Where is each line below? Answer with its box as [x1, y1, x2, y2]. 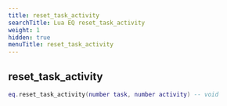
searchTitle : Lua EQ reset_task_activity [8, 19, 146, 27]
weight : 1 [8, 26, 41, 34]
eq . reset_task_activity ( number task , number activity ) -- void [8, 90, 219, 98]
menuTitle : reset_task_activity [8, 41, 113, 49]
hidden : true [8, 33, 51, 42]
